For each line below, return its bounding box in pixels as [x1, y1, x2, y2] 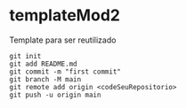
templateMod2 [9, 5, 120, 26]
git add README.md [9, 59, 77, 68]
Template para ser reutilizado [9, 35, 117, 45]
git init [9, 51, 42, 60]
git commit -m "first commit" [9, 67, 122, 76]
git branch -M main [9, 74, 82, 84]
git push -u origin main [9, 90, 101, 99]
